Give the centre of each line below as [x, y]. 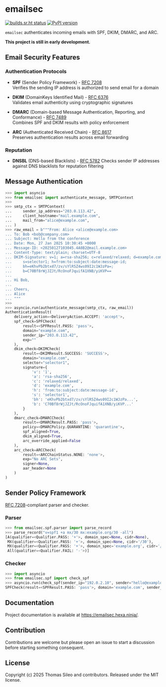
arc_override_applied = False [52, 441]
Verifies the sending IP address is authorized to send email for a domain [85, 87]
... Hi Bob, [17, 280]
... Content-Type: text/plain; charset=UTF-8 [53, 253]
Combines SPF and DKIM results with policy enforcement [71, 122]
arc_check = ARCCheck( [35, 450]
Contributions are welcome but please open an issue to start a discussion [80, 642]
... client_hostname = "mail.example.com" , [53, 216]
